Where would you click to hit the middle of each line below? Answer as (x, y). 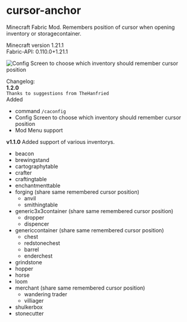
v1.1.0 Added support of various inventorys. (61, 141)
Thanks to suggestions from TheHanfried (58, 93)
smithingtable (41, 205)
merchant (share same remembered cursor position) (80, 288)
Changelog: (21, 81)
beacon (24, 153)
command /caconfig (40, 111)
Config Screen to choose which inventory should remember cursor (98, 117)
